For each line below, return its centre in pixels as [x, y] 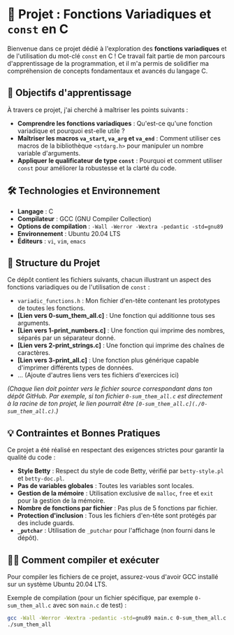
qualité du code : [31, 457]
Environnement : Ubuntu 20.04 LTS [69, 233]
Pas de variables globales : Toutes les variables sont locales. [105, 486]
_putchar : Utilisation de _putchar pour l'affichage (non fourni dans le [116, 531]
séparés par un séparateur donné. [66, 338]
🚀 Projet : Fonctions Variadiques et [109, 14]
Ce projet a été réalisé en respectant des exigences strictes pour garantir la [116, 450]
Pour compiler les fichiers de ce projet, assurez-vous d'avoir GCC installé [113, 577]
